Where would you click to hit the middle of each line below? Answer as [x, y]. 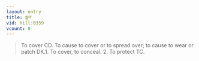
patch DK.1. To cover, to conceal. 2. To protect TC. [83, 52]
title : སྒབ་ [19, 17]
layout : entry [24, 12]
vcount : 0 [19, 28]
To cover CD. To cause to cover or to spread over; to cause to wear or [107, 45]
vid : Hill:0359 [25, 23]
